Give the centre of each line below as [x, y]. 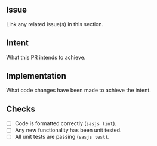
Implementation [36, 76]
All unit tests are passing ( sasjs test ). [62, 137]
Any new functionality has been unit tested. [68, 130]
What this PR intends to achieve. [46, 57]
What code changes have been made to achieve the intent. [78, 90]
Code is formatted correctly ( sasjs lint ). [66, 123]
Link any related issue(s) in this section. [55, 24]
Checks [21, 109]
